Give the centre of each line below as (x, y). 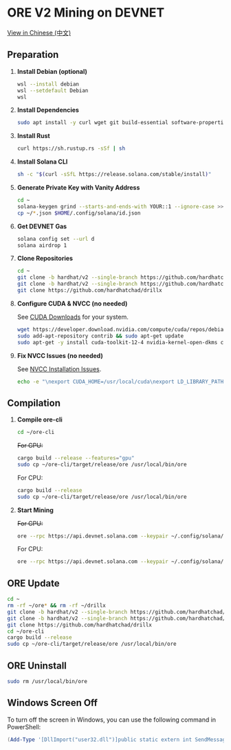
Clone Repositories (45, 258)
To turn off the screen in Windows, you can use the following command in (112, 720)
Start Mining (35, 510)
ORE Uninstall (37, 665)
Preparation (33, 55)
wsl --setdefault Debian (53, 90)
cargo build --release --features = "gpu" (76, 458)
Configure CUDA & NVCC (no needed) (72, 303)
